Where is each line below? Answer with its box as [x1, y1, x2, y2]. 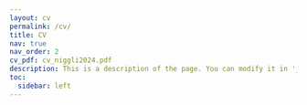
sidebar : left [17, 81, 71, 90]
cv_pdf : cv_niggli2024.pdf [9, 56, 112, 65]
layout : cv [9, 13, 51, 23]
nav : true [9, 38, 48, 48]
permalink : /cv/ [9, 22, 71, 31]
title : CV [9, 30, 48, 39]
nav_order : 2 [9, 47, 59, 57]
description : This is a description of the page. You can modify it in [9, 65, 288, 74]
